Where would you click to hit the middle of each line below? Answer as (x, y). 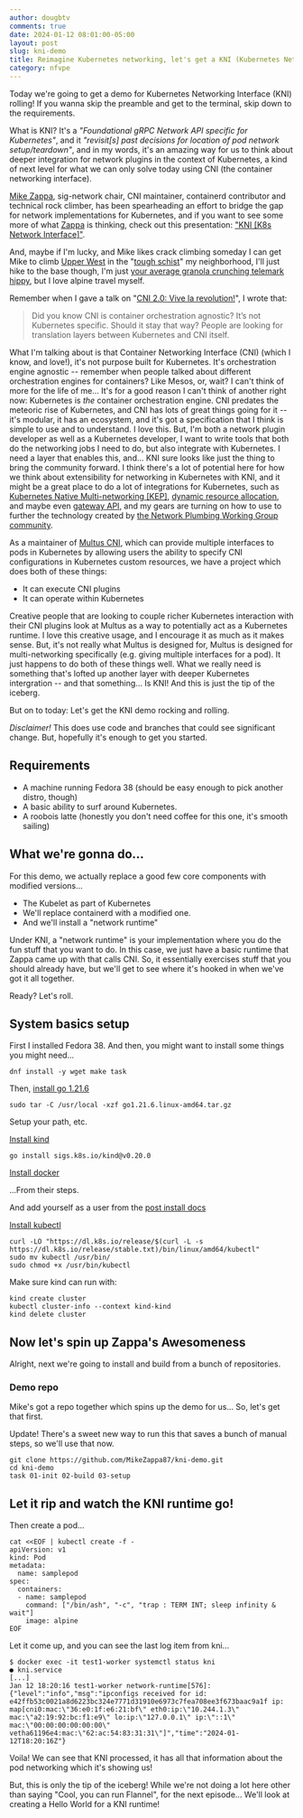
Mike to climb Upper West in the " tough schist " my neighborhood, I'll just (145, 261)
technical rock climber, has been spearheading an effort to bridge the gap (147, 205)
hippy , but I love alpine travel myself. (77, 280)
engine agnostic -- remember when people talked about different (130, 371)
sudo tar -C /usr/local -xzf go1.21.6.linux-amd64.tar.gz (120, 1105)
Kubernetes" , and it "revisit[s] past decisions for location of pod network (144, 140)
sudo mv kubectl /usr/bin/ (60, 1258)
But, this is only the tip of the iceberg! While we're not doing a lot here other (150, 1785)
